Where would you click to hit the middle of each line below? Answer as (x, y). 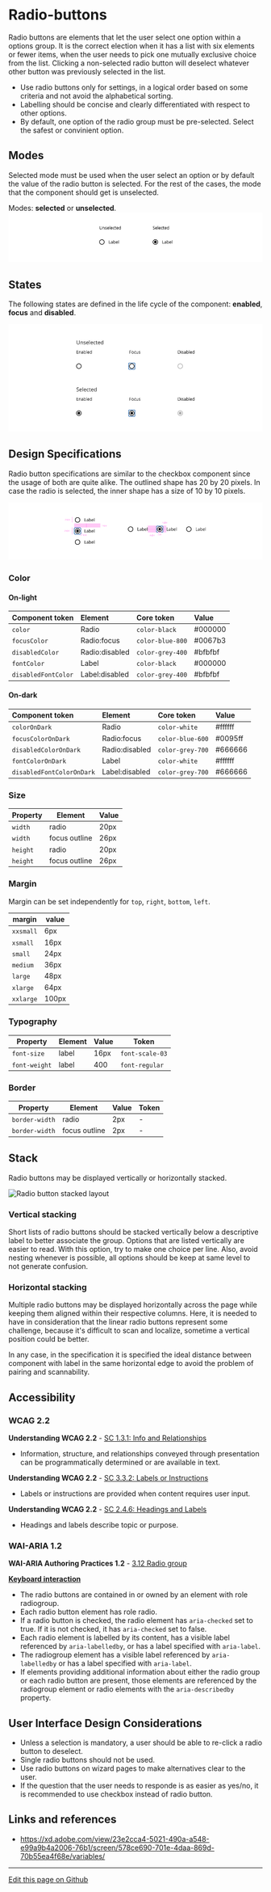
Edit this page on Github (48, 1879)
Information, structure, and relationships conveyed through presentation (140, 1453)
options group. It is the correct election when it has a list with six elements (132, 45)
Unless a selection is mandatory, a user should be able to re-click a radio (141, 1742)
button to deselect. (51, 1751)
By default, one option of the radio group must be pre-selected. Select (137, 121)
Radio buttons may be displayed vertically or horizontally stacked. (118, 1178)
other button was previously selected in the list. (87, 71)
